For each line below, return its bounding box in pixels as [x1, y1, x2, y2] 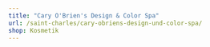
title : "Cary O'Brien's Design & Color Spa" [8, 11, 160, 20]
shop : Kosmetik [8, 26, 59, 34]
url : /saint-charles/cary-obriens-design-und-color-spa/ [8, 19, 203, 27]
